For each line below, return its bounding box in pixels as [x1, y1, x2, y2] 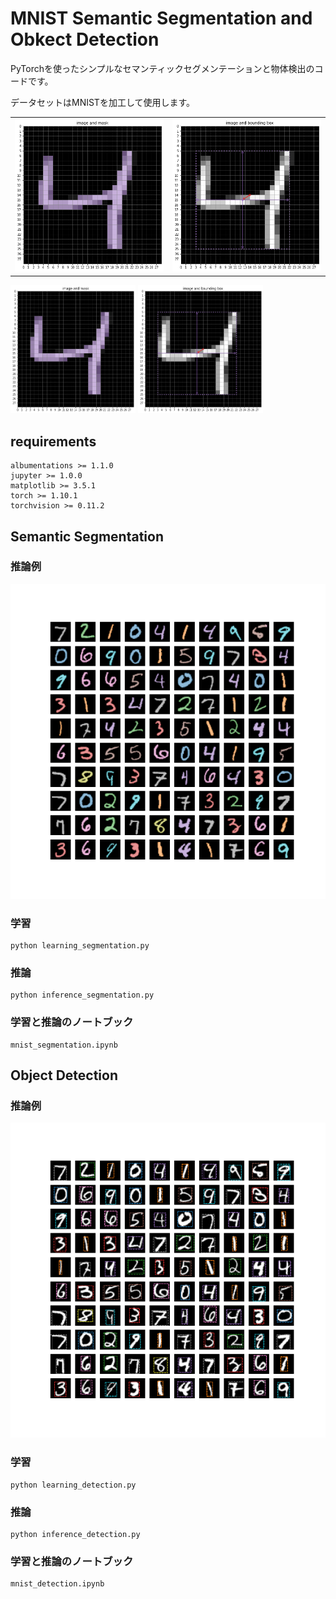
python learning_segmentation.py [10, 941, 150, 951]
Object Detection [10, 1067, 118, 1084]
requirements [10, 433, 97, 450]
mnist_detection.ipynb [10, 1579, 105, 1589]
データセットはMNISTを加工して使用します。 [10, 96, 196, 108]
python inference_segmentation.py [10, 990, 155, 1001]
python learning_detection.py [10, 1480, 137, 1490]
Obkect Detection [10, 28, 160, 51]
